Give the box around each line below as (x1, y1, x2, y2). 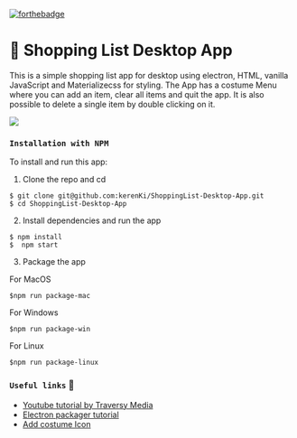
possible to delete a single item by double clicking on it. (9, 98, 216, 109)
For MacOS (9, 274, 51, 284)
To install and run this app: (9, 156, 108, 167)
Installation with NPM (9, 138, 109, 148)
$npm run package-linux (9, 358, 99, 368)
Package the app (22, 256, 86, 267)
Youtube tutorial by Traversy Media (22, 399, 153, 410)
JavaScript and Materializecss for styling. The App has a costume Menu (9, 79, 277, 90)
